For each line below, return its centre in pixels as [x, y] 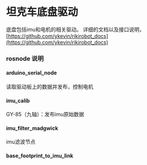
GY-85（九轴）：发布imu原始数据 [45, 115]
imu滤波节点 [21, 142]
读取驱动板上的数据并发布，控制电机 [50, 87]
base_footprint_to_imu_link [40, 156]
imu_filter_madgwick [32, 128]
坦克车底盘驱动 [42, 12]
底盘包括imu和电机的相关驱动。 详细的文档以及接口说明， [75, 29]
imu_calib [18, 100]
